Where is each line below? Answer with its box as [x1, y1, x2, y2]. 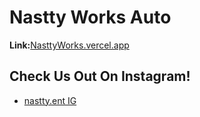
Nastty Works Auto [9, 6, 172, 29]
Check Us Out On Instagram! [9, 68, 191, 85]
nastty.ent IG [23, 94, 77, 106]
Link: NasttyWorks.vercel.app [9, 39, 130, 51]
